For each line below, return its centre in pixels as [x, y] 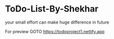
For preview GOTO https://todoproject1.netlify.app [55, 31]
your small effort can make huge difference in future [57, 22]
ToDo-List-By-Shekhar [52, 9]
